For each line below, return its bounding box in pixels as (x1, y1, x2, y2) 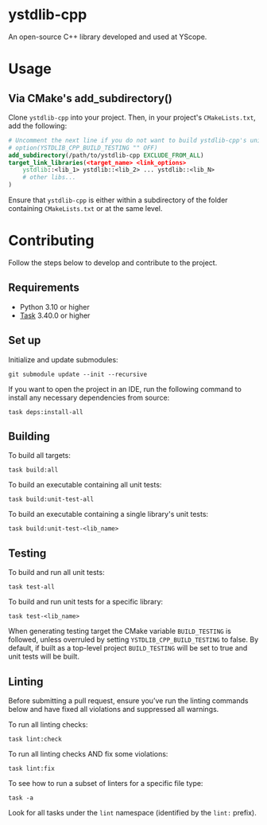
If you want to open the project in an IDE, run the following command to (8, 384, 242, 393)
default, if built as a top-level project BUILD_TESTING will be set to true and (8, 643, 248, 653)
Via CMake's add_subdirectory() (8, 92, 172, 105)
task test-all (8, 583, 56, 591)
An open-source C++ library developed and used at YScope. (8, 32, 207, 41)
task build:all (8, 466, 59, 475)
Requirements (8, 281, 79, 295)
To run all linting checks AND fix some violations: (8, 749, 168, 759)
